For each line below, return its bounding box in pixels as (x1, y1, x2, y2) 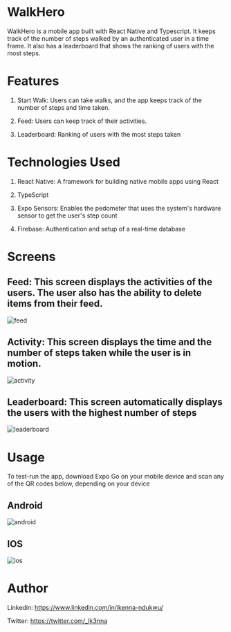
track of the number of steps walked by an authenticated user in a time (7, 34, 210, 42)
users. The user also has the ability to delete (7, 287, 202, 299)
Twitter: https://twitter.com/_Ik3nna (7, 616, 108, 625)
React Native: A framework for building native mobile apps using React (17, 177, 219, 185)
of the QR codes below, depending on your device (7, 479, 150, 488)
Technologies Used (7, 155, 121, 170)
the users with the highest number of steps (7, 407, 197, 419)
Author (7, 581, 48, 596)
